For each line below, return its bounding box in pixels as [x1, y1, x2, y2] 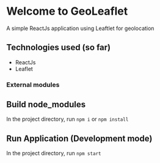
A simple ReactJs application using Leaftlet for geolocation [6, 25, 155, 32]
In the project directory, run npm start [6, 150, 101, 157]
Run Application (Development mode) [6, 133, 153, 143]
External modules [6, 80, 60, 89]
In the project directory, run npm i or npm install [6, 115, 129, 123]
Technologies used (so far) [6, 42, 111, 53]
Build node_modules [6, 99, 86, 110]
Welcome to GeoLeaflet [6, 4, 128, 18]
